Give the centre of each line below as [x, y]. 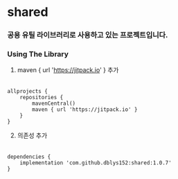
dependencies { [29, 157]
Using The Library [38, 54]
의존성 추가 [32, 135]
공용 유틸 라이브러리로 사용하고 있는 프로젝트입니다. [88, 35]
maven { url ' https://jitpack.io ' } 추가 [68, 70]
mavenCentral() [54, 104]
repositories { [42, 98]
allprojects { [28, 92]
